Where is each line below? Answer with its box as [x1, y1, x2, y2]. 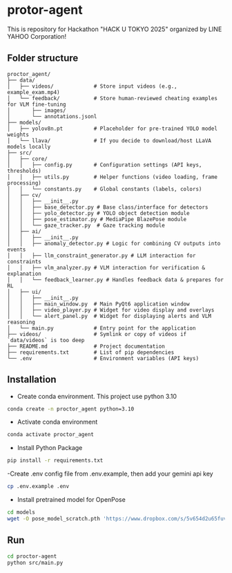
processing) [7, 179, 41, 187]
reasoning [7, 319, 36, 326]
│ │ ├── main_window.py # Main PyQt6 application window [7, 300, 190, 308]
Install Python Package [17, 444, 83, 452]
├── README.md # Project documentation [7, 343, 166, 350]
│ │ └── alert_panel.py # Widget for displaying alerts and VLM [7, 312, 212, 319]
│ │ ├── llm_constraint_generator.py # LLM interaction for [7, 252, 196, 259]
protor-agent [7, 2, 83, 18]
